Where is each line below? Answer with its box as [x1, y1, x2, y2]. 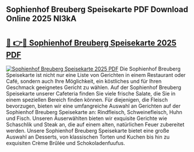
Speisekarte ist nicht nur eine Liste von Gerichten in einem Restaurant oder [6, 72, 186, 78]
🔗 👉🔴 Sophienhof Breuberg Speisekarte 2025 [6, 38, 177, 48]
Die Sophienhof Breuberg [119, 65, 181, 72]
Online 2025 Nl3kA [6, 14, 77, 24]
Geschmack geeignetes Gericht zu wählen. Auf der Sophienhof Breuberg [6, 84, 182, 91]
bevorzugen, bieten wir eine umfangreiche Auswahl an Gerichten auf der [6, 102, 181, 109]
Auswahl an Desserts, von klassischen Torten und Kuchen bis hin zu [6, 133, 170, 140]
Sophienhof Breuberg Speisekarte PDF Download [6, 5, 188, 15]
